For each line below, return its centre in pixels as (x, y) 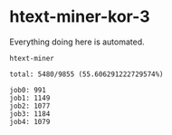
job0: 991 (28, 90)
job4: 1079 (30, 121)
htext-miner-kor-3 (80, 17)
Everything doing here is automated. (77, 42)
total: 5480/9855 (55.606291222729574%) (87, 74)
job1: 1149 (30, 98)
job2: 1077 (30, 106)
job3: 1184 (30, 114)
